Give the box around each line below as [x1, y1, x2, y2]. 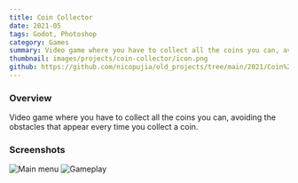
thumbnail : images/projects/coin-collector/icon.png [9, 54, 208, 63]
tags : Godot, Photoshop [9, 29, 98, 38]
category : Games [9, 37, 69, 47]
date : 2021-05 [9, 21, 62, 30]
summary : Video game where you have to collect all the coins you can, [9, 46, 279, 55]
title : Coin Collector [9, 12, 93, 22]
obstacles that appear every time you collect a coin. [9, 122, 199, 132]
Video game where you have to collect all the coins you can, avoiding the [9, 112, 277, 123]
